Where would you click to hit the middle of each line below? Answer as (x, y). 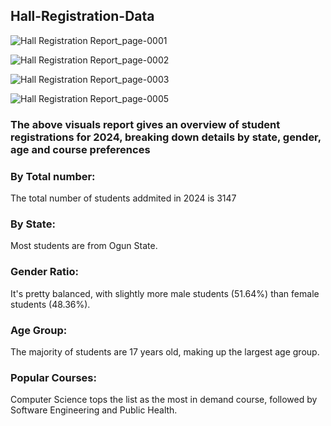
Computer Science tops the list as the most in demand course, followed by (164, 400)
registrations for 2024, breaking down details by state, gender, (166, 137)
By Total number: (53, 176)
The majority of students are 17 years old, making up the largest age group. (165, 351)
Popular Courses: (53, 377)
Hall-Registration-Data (82, 16)
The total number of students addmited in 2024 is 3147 (123, 198)
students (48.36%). (50, 304)
